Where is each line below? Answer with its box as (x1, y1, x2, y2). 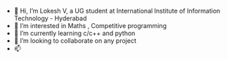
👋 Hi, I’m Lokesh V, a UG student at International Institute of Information (13, 7, 221, 15)
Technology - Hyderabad (13, 14, 87, 22)
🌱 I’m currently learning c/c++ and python (13, 29, 136, 37)
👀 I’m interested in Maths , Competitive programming (13, 22, 167, 29)
